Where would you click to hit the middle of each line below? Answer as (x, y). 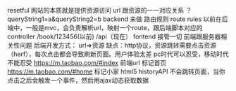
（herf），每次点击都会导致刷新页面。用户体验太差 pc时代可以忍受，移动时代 (118, 54)
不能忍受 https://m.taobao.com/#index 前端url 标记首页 (87, 63)
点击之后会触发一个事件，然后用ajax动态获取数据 (78, 80)
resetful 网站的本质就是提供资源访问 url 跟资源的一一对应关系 (96, 10)
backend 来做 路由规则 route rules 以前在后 (166, 19)
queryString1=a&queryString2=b (55, 19)
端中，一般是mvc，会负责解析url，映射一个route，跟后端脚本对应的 (105, 28)
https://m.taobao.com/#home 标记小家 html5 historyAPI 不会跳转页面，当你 (116, 71)
